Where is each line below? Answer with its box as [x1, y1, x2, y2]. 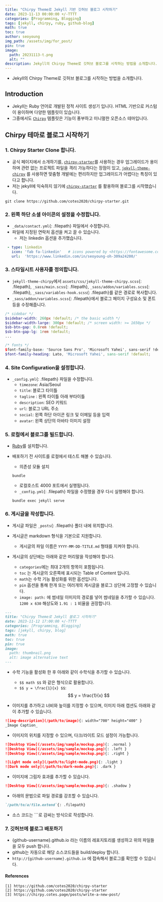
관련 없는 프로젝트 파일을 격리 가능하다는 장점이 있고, [21, 165, 121, 171]
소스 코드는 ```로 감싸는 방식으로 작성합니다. [12, 812, 94, 817]
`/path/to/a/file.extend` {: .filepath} [5, 803, 86, 808]
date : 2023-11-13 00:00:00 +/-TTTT [5, 12, 77, 17]
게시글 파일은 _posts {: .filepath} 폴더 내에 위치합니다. [12, 522, 114, 528]
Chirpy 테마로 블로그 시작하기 [5, 131, 89, 139]
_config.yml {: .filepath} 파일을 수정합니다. [12, 376, 94, 382]
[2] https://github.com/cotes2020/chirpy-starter [5, 888, 108, 893]
